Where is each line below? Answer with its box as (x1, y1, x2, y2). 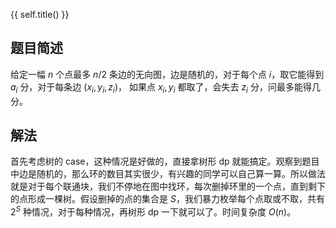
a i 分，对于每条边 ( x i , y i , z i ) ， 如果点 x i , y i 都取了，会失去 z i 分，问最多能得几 (10, 80, 321, 95)
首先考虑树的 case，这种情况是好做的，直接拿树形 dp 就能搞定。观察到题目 (10, 155, 320, 168)
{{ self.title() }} (10, 9, 70, 20)
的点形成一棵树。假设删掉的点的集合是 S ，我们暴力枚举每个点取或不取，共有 (10, 193, 325, 205)
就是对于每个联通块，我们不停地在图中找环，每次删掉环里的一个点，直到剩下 (10, 180, 326, 193)
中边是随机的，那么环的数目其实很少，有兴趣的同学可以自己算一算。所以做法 (10, 168, 326, 180)
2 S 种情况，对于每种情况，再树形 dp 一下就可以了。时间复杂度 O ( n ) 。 (10, 204, 297, 218)
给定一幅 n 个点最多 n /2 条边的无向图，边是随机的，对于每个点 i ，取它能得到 (10, 68, 325, 80)
